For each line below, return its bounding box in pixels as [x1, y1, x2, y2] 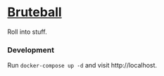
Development [7, 45, 55, 55]
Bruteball [7, 4, 62, 20]
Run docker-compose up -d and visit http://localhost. [7, 61, 157, 70]
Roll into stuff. [7, 27, 47, 36]
